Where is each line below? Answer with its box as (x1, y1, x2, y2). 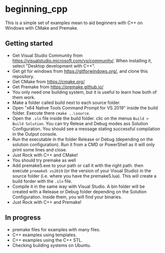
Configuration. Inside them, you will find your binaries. (12, 194, 122, 200)
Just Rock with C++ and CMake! (12, 152, 78, 158)
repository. (12, 73, 34, 79)
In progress (5, 214, 41, 222)
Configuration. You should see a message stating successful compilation (12, 126, 160, 132)
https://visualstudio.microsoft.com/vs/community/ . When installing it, (12, 58, 152, 64)
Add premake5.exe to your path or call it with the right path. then (12, 162, 144, 168)
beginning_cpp (5, 3, 68, 15)
